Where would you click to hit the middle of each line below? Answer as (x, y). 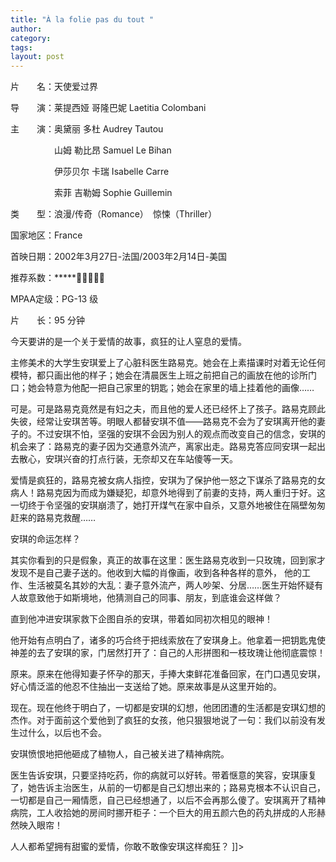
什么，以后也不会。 (67, 733)
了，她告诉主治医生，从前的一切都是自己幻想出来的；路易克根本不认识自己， (168, 788)
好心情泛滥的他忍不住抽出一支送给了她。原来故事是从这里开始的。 (146, 687)
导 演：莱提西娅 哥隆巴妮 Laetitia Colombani (108, 108)
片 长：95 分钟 (47, 320)
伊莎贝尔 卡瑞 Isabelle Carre (111, 172)
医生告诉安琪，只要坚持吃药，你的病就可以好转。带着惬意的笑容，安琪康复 (163, 775)
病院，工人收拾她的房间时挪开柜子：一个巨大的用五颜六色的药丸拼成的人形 (163, 813)
